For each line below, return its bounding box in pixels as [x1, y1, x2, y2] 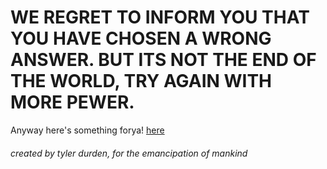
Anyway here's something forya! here [10, 124, 165, 136]
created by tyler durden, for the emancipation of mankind [10, 147, 248, 159]
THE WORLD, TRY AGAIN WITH [10, 70, 273, 93]
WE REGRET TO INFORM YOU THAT [10, 6, 310, 29]
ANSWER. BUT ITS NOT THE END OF [10, 49, 317, 71]
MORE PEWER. [10, 91, 135, 114]
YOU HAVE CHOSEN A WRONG [10, 27, 272, 50]
